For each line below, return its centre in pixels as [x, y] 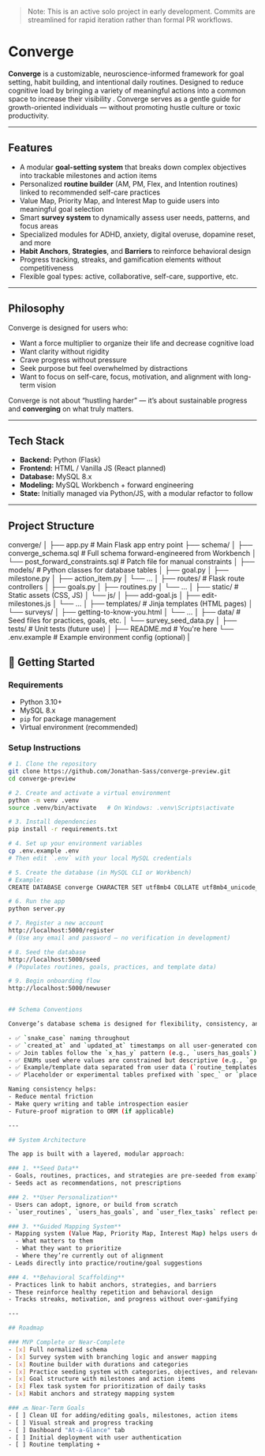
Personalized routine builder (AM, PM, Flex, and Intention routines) [129, 183]
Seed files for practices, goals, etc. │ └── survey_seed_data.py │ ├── [123, 621]
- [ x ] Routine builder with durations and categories [99, 1364]
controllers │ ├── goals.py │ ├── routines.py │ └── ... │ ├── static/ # [123, 587]
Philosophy [37, 309]
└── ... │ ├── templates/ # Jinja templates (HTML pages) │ [156, 603]
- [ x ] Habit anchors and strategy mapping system [91, 1394]
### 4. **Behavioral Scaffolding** [67, 1277]
